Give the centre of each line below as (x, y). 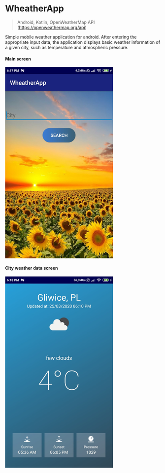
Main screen (18, 59)
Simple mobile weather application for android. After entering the (71, 37)
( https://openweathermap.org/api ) (52, 27)
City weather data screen (32, 268)
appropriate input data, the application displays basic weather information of (83, 42)
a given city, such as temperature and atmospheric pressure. (67, 47)
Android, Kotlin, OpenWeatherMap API (56, 22)
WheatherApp (34, 9)
